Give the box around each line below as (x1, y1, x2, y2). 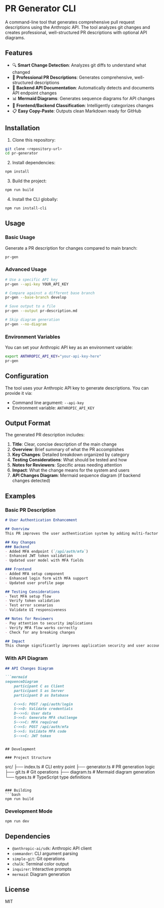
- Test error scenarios (5, 603, 54, 608)
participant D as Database (14, 692, 69, 698)
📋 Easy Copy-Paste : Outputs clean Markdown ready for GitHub (12, 108, 142, 114)
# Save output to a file (5, 304, 56, 309)
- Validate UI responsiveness (5, 607, 67, 612)
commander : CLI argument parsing (12, 850, 78, 856)
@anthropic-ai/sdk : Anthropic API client (12, 845, 92, 851)
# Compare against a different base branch (5, 290, 95, 296)
